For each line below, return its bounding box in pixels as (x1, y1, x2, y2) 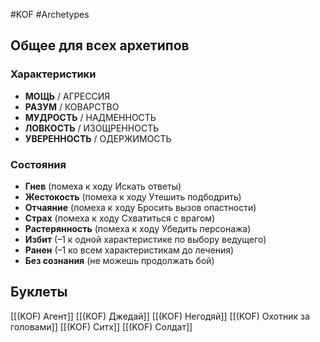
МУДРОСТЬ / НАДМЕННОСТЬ (24, 111, 157, 123)
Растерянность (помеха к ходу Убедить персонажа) (24, 222, 252, 234)
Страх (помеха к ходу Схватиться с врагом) (24, 212, 216, 224)
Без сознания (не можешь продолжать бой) (24, 254, 215, 266)
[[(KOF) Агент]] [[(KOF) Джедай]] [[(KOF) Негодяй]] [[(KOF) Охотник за (10, 310, 310, 322)
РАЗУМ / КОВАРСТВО (24, 100, 120, 113)
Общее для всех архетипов (10, 37, 190, 54)
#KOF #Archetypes (10, 9, 90, 20)
